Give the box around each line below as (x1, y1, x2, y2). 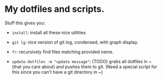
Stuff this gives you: (4, 20, 46, 26)
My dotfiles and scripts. (4, 3, 105, 15)
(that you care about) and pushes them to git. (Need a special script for (11, 64, 158, 70)
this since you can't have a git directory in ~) (11, 69, 103, 75)
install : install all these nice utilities (11, 29, 86, 35)
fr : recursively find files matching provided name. (11, 49, 114, 55)
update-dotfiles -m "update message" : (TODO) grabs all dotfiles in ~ (11, 58, 152, 64)
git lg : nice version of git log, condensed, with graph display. (11, 39, 139, 45)
